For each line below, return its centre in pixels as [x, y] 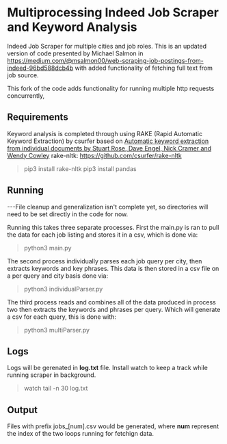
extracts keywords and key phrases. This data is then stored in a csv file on [113, 268]
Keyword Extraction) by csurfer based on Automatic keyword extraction [108, 141]
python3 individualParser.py [63, 289]
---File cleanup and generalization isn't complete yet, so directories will [108, 207]
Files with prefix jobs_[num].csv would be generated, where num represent [113, 426]
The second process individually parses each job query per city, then [105, 261]
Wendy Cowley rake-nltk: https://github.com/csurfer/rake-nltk [95, 155]
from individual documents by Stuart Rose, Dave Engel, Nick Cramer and [109, 148]
